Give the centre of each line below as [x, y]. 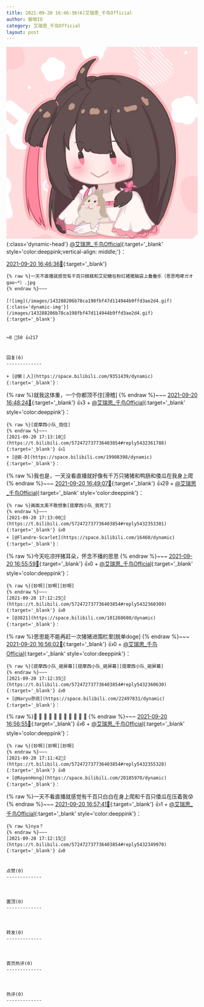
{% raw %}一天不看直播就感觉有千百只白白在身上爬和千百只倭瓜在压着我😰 [100, 797]
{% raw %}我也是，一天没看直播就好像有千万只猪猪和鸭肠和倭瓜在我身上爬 [100, 476]
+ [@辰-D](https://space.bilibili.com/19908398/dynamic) [80, 457]
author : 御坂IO [25, 19]
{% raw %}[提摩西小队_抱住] [39, 425]
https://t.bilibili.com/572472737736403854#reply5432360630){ [87, 685]
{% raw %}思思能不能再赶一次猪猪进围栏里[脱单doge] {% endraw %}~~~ [98, 636]
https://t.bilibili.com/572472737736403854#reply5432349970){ [87, 845]
